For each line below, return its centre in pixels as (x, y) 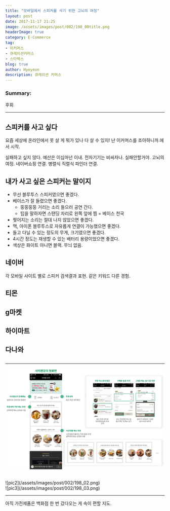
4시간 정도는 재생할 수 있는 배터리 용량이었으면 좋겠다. (66, 239)
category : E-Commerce (28, 38)
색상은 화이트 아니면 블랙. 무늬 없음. (48, 245)
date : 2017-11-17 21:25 (30, 21)
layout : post (19, 16)
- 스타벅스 (15, 59)
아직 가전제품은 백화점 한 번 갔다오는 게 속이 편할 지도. (58, 503)
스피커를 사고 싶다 (31, 127)
